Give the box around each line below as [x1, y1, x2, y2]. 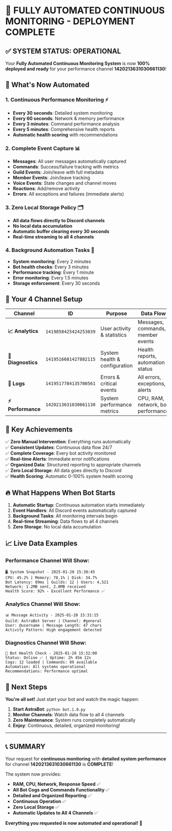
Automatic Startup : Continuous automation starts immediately [12, 502, 145, 508]
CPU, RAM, [137, 395, 165, 402]
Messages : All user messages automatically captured [12, 158, 126, 164]
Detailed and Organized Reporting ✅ [12, 792, 92, 798]
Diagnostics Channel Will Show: [5, 639, 87, 646]
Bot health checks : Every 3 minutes [12, 264, 89, 270]
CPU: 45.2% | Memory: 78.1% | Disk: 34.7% [5, 575, 97, 580]
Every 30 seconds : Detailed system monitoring [12, 110, 113, 116]
